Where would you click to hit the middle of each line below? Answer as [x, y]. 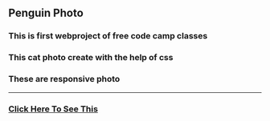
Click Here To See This [53, 109]
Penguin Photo [46, 13]
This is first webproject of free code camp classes [108, 36]
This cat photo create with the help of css [91, 58]
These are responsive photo [64, 79]
